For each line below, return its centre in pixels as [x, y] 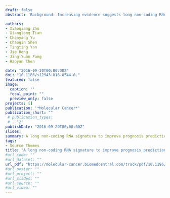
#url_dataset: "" [24, 160]
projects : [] [19, 103]
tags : [11, 141]
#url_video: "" [21, 188]
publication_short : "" [29, 113]
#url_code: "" [20, 155]
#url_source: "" [22, 183]
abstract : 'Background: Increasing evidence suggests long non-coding [81, 15]
